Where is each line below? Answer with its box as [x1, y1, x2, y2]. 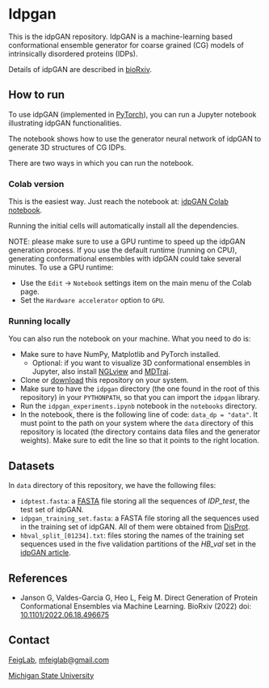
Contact [8, 633, 50, 648]
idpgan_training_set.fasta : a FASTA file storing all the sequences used [19, 513, 259, 523]
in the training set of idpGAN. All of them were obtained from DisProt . [19, 522, 250, 532]
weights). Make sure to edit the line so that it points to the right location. [19, 435, 260, 445]
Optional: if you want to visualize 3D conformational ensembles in [32, 358, 250, 368]
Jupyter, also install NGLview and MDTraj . [32, 367, 171, 376]
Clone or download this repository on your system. [19, 376, 189, 385]
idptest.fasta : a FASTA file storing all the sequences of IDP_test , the [19, 496, 250, 506]
